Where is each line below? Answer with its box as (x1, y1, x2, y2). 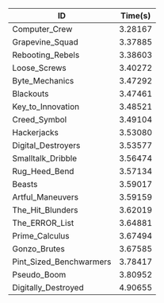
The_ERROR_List (12, 218, 74, 228)
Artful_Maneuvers (12, 192, 79, 202)
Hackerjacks (12, 127, 59, 138)
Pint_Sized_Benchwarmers (12, 256, 112, 267)
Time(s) (120, 10, 151, 21)
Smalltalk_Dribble (12, 153, 78, 164)
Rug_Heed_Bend (12, 166, 74, 177)
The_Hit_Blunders (12, 204, 78, 216)
